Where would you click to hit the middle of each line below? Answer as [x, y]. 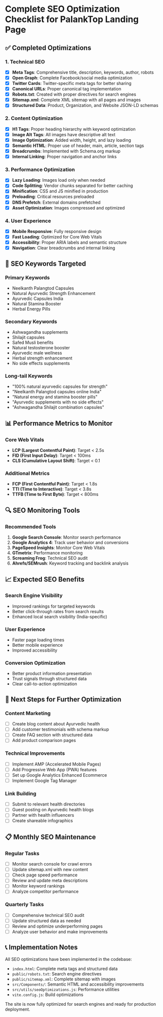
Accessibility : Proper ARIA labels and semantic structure [69, 242]
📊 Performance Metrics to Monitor [59, 423]
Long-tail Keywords [29, 376]
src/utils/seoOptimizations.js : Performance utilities [66, 989]
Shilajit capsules [28, 338]
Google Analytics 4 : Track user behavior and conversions [70, 543]
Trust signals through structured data [49, 679]
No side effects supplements [41, 363]
